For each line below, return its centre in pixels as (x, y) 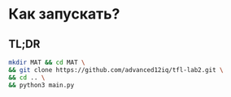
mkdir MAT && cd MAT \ (47, 62)
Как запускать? (64, 14)
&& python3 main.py (41, 85)
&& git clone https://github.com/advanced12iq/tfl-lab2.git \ (116, 70)
